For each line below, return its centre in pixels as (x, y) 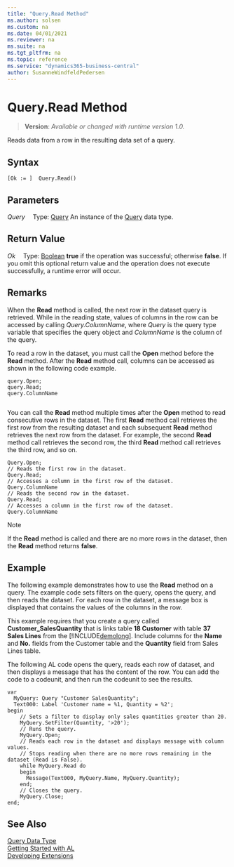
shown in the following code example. (62, 368)
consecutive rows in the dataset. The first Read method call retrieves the (112, 420)
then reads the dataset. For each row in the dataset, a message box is (108, 600)
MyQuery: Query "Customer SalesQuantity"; (76, 698)
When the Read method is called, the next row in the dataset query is (107, 310)
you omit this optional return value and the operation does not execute (109, 263)
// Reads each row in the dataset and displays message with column (122, 741)
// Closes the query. (51, 790)
